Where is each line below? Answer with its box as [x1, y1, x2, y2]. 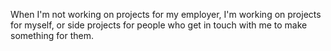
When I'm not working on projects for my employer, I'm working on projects [10, 9, 322, 20]
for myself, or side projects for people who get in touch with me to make [10, 19, 308, 31]
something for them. [10, 30, 94, 41]
